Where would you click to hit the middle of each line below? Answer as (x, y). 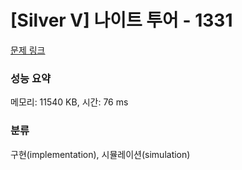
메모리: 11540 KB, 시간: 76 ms (69, 102)
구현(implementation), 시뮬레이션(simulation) (100, 154)
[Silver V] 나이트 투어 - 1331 (121, 20)
